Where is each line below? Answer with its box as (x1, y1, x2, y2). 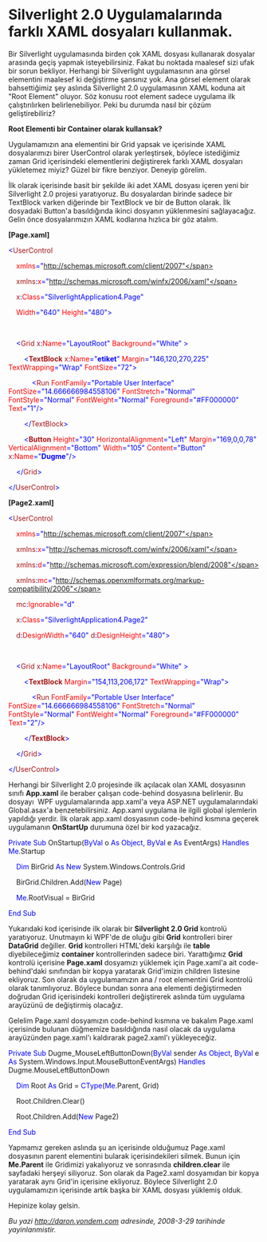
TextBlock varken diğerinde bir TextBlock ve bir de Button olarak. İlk (8, 198, 231, 207)
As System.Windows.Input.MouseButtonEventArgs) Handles (8, 1056, 206, 1066)
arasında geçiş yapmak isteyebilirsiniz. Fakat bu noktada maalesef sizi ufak (8, 58, 255, 67)
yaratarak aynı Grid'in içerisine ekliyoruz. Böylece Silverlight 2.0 (8, 1176, 218, 1186)
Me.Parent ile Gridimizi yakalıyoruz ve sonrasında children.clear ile (8, 1160, 230, 1169)
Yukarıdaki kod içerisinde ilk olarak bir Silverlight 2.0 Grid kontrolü (8, 924, 227, 933)
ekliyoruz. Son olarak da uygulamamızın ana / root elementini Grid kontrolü (8, 974, 253, 984)
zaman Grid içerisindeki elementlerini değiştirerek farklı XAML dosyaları (8, 156, 243, 166)
